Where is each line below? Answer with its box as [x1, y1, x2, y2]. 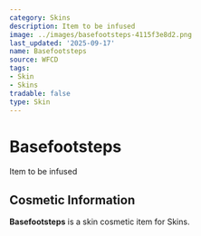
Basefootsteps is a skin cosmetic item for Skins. [9, 216, 190, 227]
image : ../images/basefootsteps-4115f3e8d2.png [9, 30, 193, 39]
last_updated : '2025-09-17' [9, 38, 116, 48]
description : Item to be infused [9, 22, 136, 31]
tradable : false [9, 89, 71, 98]
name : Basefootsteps [9, 47, 88, 56]
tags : [9, 64, 30, 73]
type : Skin [9, 97, 51, 107]
